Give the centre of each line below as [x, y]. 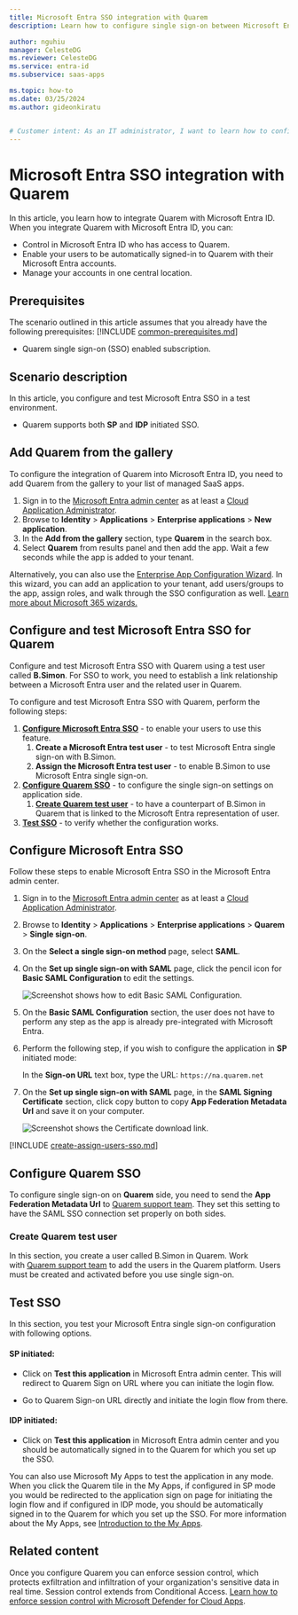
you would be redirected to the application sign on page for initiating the [141, 1494]
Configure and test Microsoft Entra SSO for [130, 631]
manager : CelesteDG [45, 50]
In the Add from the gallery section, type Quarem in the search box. [147, 538]
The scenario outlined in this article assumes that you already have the [138, 322]
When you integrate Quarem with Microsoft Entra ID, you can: [121, 228]
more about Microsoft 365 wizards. [73, 602]
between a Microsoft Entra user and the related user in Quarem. [125, 685]
